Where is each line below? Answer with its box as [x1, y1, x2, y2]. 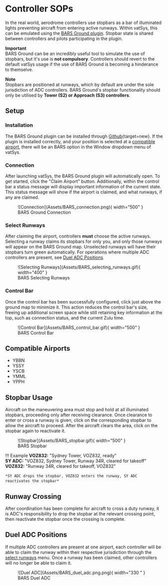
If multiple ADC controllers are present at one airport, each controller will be [5, 544, 161, 550]
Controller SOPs [5, 3, 73, 15]
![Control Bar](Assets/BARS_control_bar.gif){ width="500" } [17, 324, 140, 331]
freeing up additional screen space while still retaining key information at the [5, 309, 162, 316]
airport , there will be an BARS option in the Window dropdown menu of [5, 144, 151, 150]
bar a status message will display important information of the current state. [5, 183, 161, 189]
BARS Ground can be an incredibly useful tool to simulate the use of [5, 51, 145, 57]
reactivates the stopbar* [5, 479, 59, 484]
